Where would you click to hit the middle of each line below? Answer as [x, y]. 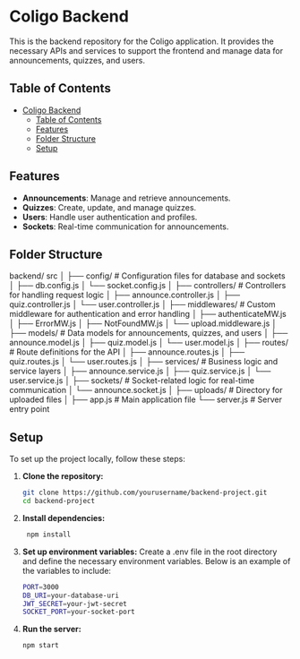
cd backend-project [59, 501]
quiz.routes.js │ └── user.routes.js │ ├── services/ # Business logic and [144, 362]
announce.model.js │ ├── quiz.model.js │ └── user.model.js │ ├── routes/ [149, 343]
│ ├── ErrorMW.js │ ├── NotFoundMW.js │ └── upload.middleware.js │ [143, 323]
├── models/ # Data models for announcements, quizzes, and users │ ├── [149, 333]
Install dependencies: [64, 518]
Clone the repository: [63, 476]
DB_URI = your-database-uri [70, 595]
